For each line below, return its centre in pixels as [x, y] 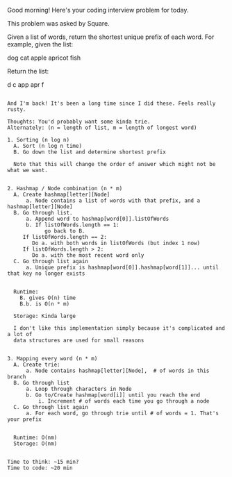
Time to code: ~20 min [40, 468]
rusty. [17, 110]
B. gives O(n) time [48, 298]
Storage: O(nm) [35, 444]
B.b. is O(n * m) [45, 304]
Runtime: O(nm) [35, 437]
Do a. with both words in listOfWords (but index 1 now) [116, 243]
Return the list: [28, 71]
